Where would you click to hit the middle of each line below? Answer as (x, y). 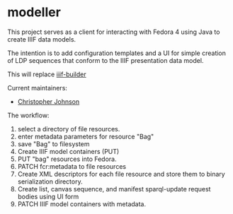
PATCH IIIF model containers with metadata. (82, 204)
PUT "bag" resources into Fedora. (67, 159)
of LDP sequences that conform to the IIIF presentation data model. (106, 60)
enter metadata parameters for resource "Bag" (86, 136)
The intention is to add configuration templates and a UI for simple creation (117, 53)
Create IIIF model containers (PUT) (68, 151)
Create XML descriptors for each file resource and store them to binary (121, 174)
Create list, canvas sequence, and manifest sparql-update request (114, 189)
